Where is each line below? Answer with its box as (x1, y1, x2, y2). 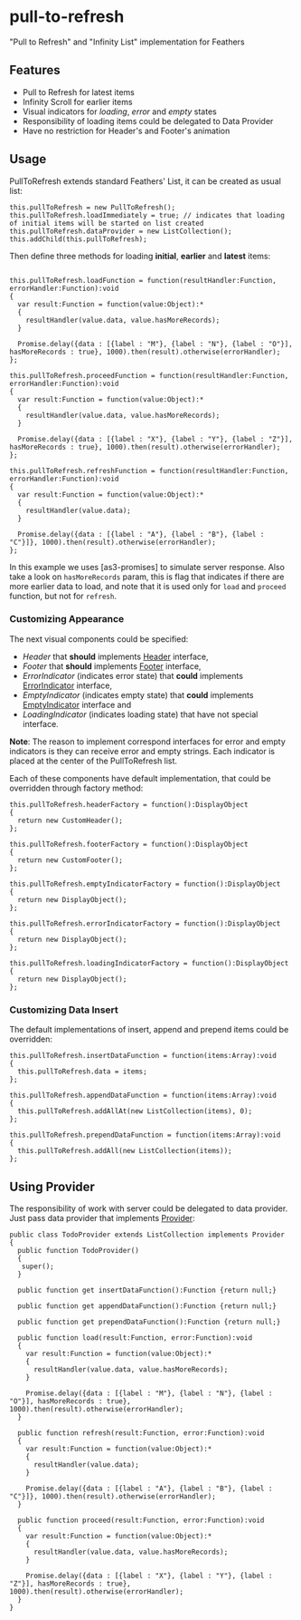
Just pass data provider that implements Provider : (9, 1212, 196, 1223)
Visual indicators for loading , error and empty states (22, 106, 217, 117)
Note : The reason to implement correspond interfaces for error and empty (9, 736, 287, 747)
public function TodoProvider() (17, 1246, 140, 1255)
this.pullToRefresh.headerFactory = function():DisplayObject (9, 800, 249, 809)
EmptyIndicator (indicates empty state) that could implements (22, 689, 254, 700)
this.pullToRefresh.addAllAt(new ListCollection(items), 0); (17, 1107, 253, 1116)
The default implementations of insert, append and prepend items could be (9, 1024, 289, 1035)
